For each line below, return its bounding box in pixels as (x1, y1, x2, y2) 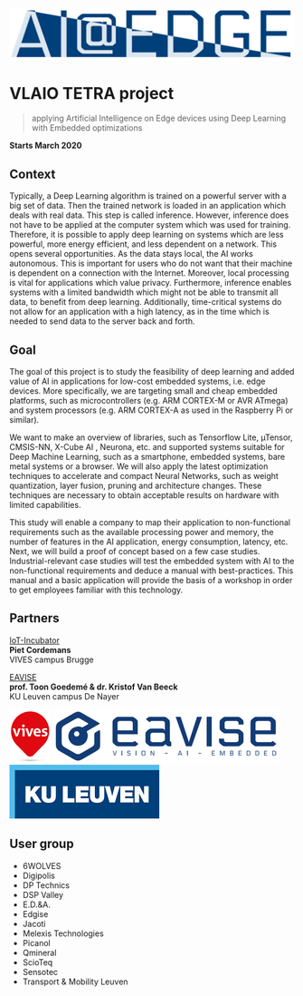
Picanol (22, 937, 52, 948)
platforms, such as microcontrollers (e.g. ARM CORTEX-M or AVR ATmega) (9, 395, 289, 406)
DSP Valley (22, 889, 64, 900)
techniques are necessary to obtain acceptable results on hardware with (9, 490, 279, 501)
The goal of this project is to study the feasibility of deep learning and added (9, 366, 295, 377)
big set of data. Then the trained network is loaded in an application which (9, 200, 287, 211)
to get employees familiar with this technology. (9, 584, 184, 596)
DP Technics (22, 879, 71, 891)
